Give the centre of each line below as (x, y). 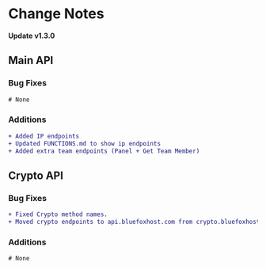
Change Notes (56, 14)
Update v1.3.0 (32, 36)
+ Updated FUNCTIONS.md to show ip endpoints (84, 143)
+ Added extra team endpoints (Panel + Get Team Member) (104, 151)
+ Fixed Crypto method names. (58, 214)
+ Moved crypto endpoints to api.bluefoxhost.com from (101, 222)
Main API (31, 61)
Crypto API (36, 175)
